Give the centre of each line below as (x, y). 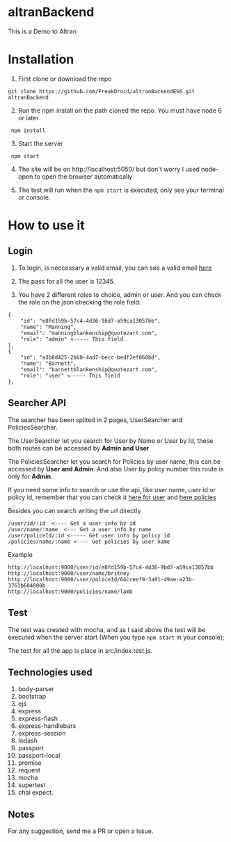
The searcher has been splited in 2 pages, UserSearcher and (95, 420)
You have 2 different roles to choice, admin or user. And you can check (120, 294)
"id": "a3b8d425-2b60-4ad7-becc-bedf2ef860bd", (90, 357)
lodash (27, 740)
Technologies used (50, 672)
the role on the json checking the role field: (79, 302)
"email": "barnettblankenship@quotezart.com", (89, 369)
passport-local (39, 756)
